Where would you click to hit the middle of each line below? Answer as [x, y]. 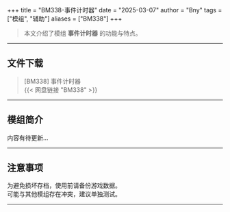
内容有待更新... [28, 138]
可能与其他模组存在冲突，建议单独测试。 [64, 194]
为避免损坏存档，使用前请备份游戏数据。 [64, 186]
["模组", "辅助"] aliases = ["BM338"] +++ [65, 19]
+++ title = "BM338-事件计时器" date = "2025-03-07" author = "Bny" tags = [115, 10]
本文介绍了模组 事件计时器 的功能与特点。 [82, 33]
